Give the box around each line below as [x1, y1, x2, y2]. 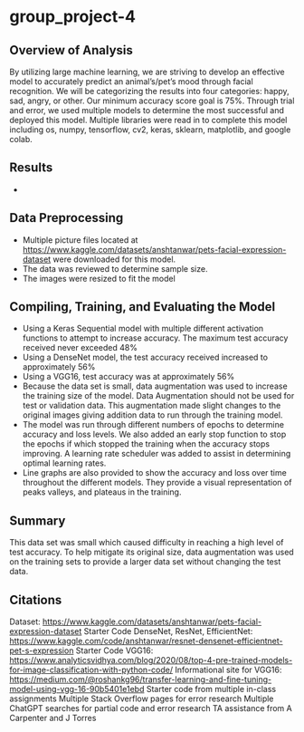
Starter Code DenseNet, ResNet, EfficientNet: [83, 626, 253, 637]
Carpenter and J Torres [9, 713, 97, 724]
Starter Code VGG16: [75, 645, 154, 656]
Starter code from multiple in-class [146, 684, 277, 695]
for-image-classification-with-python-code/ [9, 664, 174, 676]
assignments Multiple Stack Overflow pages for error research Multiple [9, 693, 274, 704]
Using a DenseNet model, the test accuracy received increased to [22, 352, 269, 363]
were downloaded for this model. [52, 254, 176, 265]
